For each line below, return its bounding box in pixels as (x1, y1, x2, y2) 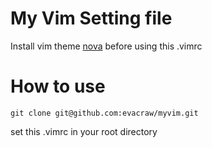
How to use (10, 75, 106, 98)
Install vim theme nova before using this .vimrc (10, 40, 203, 52)
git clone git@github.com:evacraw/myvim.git (10, 108, 199, 118)
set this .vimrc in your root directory (10, 125, 158, 137)
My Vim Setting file (10, 7, 173, 30)
